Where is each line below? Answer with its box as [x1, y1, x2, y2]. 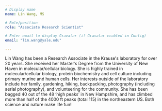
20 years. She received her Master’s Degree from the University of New [5, 61, 148, 66]
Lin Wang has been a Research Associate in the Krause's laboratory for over [5, 55, 158, 61]
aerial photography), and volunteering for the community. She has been [5, 86, 148, 92]
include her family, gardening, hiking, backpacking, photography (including [5, 81, 155, 87]
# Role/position [5, 20, 38, 25]
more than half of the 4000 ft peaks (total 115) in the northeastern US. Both [5, 97, 155, 102]
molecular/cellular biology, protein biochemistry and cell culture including [5, 71, 152, 76]
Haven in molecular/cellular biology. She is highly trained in [5, 66, 123, 71]
